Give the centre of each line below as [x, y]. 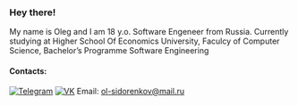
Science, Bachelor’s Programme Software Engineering [109, 51]
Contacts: [28, 71]
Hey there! [33, 12]
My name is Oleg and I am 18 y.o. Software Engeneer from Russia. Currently [149, 32]
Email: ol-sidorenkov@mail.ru [131, 91]
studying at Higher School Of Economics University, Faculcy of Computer [145, 41]
